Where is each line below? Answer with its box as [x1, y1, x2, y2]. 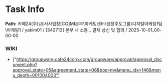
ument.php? [12, 61, 38, 68]
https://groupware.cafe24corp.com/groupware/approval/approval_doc [16, 56, 162, 62]
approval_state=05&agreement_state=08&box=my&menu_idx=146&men [12, 67, 161, 73]
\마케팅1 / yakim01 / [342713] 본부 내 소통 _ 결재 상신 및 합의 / [5, 26, 127, 33]
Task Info [5, 3, 45, 15]
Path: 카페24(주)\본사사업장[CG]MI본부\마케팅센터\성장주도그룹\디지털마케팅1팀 [5, 20, 162, 26]
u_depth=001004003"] [12, 72, 60, 78]
